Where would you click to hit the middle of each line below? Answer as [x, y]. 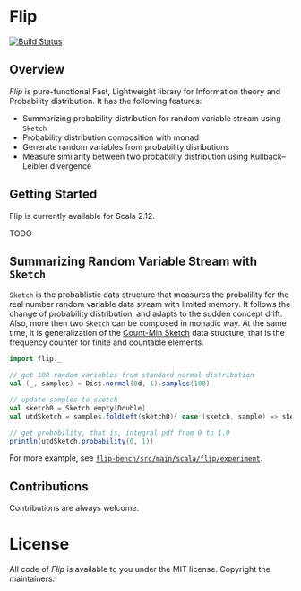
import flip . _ [36, 359]
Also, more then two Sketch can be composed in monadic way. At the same [148, 323]
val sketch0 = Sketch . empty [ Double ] [77, 408]
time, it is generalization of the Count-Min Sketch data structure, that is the [147, 333]
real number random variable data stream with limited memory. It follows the [150, 304]
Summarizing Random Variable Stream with [133, 261]
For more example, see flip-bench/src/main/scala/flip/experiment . [136, 458]
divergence [71, 166]
